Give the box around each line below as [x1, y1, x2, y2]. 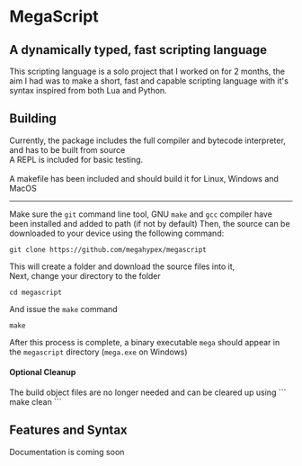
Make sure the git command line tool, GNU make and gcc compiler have [9, 209, 272, 220]
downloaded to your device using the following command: [9, 228, 225, 238]
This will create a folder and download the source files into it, [9, 261, 235, 272]
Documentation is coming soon [9, 446, 125, 457]
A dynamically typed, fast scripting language [9, 42, 268, 58]
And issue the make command [9, 303, 119, 314]
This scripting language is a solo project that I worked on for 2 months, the [9, 66, 286, 76]
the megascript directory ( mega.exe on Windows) [9, 346, 188, 357]
